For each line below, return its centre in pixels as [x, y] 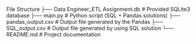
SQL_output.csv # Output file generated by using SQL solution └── [90, 28]
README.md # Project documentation [54, 34]
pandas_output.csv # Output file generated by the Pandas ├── [85, 22]
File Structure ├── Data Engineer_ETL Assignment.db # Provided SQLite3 [98, 9]
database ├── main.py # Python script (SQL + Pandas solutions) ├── [93, 15]
